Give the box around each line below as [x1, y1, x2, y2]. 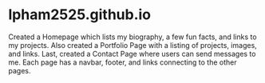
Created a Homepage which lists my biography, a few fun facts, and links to [8, 32, 257, 41]
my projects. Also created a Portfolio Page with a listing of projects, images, [8, 40, 257, 49]
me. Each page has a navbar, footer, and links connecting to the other [8, 57, 237, 67]
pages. [8, 65, 31, 75]
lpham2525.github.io [8, 6, 152, 24]
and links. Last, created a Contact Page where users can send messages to [8, 49, 256, 58]
